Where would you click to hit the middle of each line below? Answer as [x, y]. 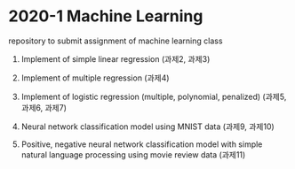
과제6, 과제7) [44, 107]
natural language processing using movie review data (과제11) [133, 154]
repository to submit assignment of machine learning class [116, 41]
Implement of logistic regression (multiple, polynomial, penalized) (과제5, [154, 96]
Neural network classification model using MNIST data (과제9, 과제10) [147, 127]
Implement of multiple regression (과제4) [95, 78]
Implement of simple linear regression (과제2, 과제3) [116, 58]
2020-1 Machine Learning [106, 16]
